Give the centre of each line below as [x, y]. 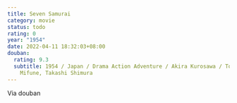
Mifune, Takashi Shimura [56, 73]
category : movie [31, 20]
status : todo [26, 27]
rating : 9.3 [31, 60]
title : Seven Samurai [39, 14]
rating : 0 [22, 34]
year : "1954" [26, 40]
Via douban [24, 93]
